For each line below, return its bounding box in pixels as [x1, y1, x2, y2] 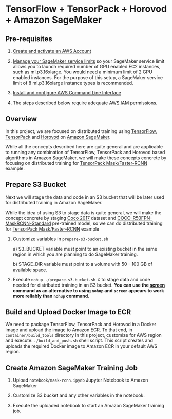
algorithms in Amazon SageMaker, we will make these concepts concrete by [5, 155, 167, 161]
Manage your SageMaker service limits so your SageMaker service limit [12, 58, 165, 64]
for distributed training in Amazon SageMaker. [5, 199, 103, 205]
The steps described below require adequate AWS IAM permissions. [12, 100, 158, 106]
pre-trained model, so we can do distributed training [52, 220, 163, 226]
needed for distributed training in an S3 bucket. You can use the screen [12, 282, 165, 288]
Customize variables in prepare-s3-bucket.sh [12, 236, 109, 242]
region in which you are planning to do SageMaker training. [12, 251, 138, 257]
